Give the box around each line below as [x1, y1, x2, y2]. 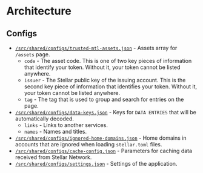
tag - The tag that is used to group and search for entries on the [24, 96, 184, 103]
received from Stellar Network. [15, 154, 92, 161]
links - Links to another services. [24, 122, 108, 128]
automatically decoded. [15, 115, 74, 122]
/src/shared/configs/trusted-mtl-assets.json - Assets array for [15, 44, 178, 51]
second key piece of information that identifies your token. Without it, [24, 83, 198, 90]
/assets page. [15, 51, 50, 58]
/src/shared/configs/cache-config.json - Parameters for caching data [15, 147, 193, 154]
